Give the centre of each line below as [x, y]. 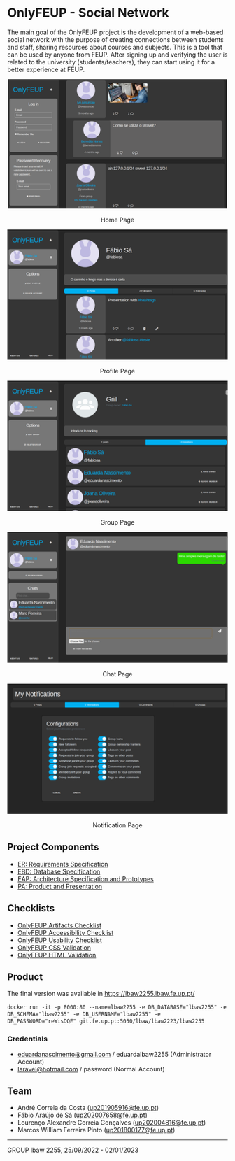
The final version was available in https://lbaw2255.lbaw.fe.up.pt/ [101, 994]
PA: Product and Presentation [60, 886]
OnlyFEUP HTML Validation [57, 955]
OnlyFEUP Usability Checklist [60, 940]
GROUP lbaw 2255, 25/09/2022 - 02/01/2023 [73, 1150]
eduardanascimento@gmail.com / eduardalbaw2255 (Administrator [114, 1054]
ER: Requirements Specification [63, 864]
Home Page [117, 220]
